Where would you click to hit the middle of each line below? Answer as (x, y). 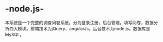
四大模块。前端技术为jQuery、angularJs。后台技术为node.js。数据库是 (80, 28)
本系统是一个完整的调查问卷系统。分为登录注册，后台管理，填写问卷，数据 (79, 22)
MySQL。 (15, 34)
